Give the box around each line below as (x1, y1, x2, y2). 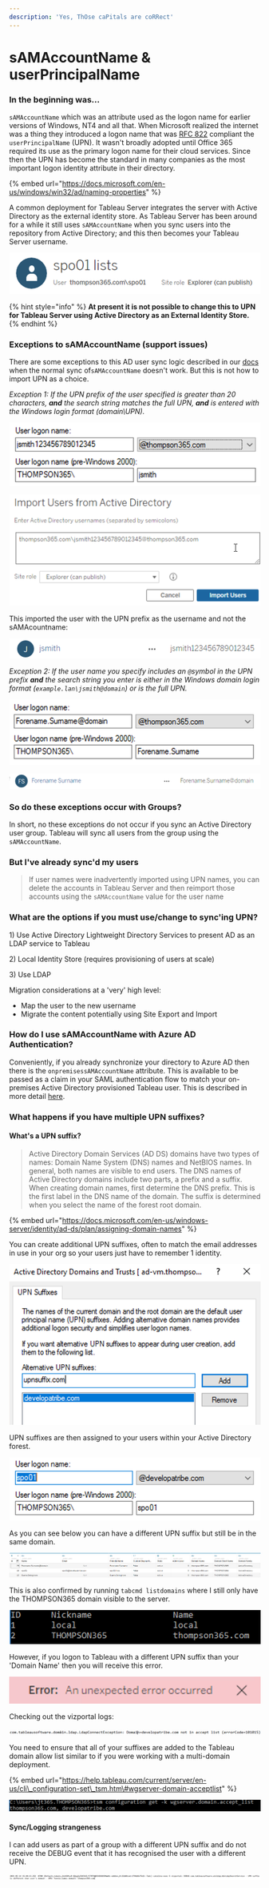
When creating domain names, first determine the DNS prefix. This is (28, 1182, 255, 1193)
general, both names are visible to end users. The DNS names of (28, 1165, 242, 1175)
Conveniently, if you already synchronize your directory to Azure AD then (9, 1057, 250, 1067)
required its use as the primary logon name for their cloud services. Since (9, 147, 251, 156)
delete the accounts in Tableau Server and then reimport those (28, 884, 235, 893)
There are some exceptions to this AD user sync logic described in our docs (9, 357, 259, 367)
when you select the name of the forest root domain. (28, 1200, 202, 1210)
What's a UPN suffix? (9, 1131, 82, 1141)
